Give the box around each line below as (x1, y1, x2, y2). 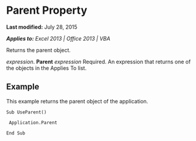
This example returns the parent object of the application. (6, 97, 149, 105)
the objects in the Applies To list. (6, 64, 87, 72)
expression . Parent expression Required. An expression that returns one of (6, 58, 191, 65)
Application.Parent (8, 119, 58, 125)
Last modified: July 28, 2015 (6, 23, 78, 30)
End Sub (6, 130, 26, 136)
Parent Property (6, 4, 88, 17)
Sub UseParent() (6, 109, 47, 115)
